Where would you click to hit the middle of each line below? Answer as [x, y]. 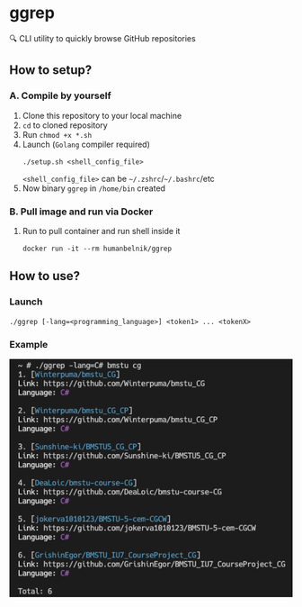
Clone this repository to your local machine [102, 115]
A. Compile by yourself [60, 95]
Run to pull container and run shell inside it [101, 231]
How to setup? [51, 70]
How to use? [45, 276]
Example [29, 344]
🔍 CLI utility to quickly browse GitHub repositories [102, 38]
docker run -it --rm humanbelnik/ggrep [97, 249]
